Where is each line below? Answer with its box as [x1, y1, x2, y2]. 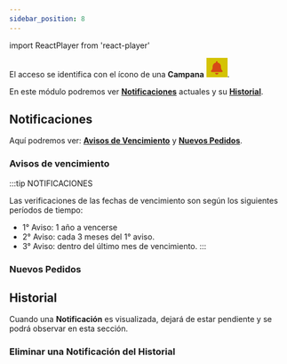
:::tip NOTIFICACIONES [9, 178, 93, 189]
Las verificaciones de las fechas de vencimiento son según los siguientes [9, 195, 278, 206]
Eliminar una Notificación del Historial [9, 345, 176, 358]
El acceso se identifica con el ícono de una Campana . [9, 69, 230, 79]
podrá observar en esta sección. [9, 323, 129, 334]
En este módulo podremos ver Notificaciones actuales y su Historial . [9, 85, 264, 97]
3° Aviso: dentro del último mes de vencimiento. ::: [21, 240, 207, 251]
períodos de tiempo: [9, 205, 84, 215]
